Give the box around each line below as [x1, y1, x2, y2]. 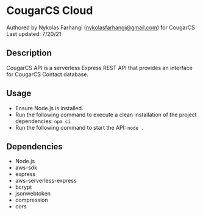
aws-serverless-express [15, 177, 77, 185]
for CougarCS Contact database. [6, 71, 89, 78]
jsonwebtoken [15, 190, 51, 197]
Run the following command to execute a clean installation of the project [15, 111, 197, 118]
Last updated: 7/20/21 [6, 30, 62, 37]
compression [15, 196, 49, 204]
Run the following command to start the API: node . [15, 124, 144, 131]
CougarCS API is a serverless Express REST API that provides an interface [6, 64, 193, 71]
